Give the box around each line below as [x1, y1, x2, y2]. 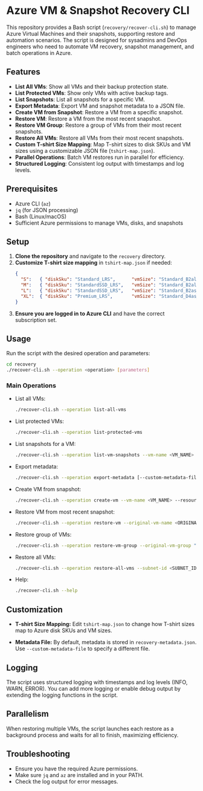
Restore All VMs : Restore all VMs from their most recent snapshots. [14, 134, 184, 141]
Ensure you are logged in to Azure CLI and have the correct [14, 309, 165, 317]
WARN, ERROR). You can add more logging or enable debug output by [6, 685, 181, 692]
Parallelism [6, 709, 50, 719]
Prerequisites [6, 184, 58, 194]
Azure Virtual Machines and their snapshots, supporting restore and [6, 30, 175, 37]
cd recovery [6, 361, 36, 367]
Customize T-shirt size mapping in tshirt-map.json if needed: [14, 259, 172, 266]
